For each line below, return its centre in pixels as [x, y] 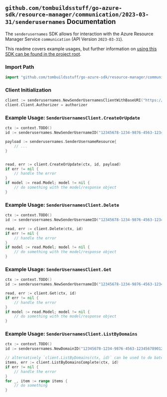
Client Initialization [28, 90]
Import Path [20, 67]
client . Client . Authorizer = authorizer [46, 105]
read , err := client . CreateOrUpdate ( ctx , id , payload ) [63, 164]
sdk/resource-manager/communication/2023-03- [77, 15]
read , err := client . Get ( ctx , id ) [41, 293]
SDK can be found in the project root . [43, 54]
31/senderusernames [35, 22]
